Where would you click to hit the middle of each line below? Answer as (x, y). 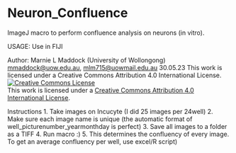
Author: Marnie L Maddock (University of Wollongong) (86, 60)
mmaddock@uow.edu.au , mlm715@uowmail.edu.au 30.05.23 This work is (115, 67)
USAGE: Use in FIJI (35, 46)
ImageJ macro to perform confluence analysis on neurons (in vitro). (106, 33)
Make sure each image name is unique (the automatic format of (100, 119)
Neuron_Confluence (68, 13)
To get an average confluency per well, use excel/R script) (92, 141)
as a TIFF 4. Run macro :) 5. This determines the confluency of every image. (118, 134)
